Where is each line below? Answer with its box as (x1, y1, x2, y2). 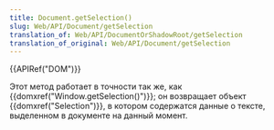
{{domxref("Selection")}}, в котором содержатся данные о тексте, (9, 101, 266, 112)
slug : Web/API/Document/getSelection (9, 22, 153, 31)
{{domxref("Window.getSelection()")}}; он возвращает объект (9, 91, 247, 102)
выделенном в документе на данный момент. (9, 110, 188, 121)
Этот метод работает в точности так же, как (9, 81, 183, 92)
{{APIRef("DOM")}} (9, 64, 82, 75)
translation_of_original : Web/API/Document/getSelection (9, 38, 231, 48)
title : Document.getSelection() (9, 13, 132, 23)
